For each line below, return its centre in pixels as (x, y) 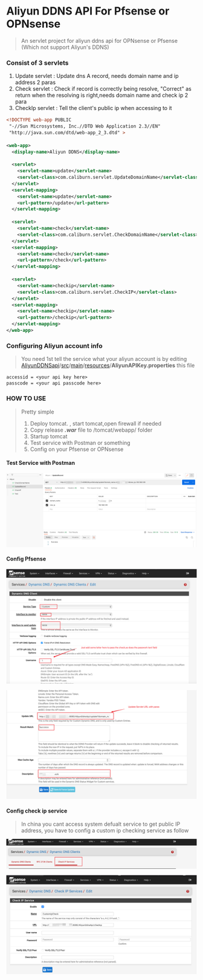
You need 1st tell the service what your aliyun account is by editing (104, 359)
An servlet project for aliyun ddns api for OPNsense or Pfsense (99, 41)
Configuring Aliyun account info (54, 346)
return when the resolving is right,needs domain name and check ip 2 (101, 96)
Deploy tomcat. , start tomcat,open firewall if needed (96, 423)
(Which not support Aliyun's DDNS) (65, 47)
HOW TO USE (26, 398)
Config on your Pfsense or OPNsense (77, 449)
